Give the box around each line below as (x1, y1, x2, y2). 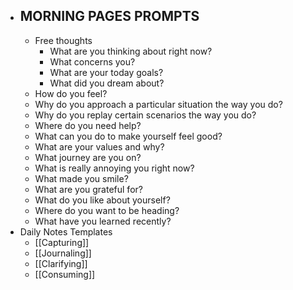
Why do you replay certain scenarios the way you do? (34, 109, 257, 121)
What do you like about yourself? (34, 194, 171, 206)
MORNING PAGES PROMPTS (19, 8, 200, 25)
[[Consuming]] (34, 268, 96, 280)
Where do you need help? (34, 119, 142, 131)
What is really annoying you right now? (34, 162, 195, 174)
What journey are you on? (34, 151, 142, 163)
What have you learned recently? (34, 215, 172, 227)
